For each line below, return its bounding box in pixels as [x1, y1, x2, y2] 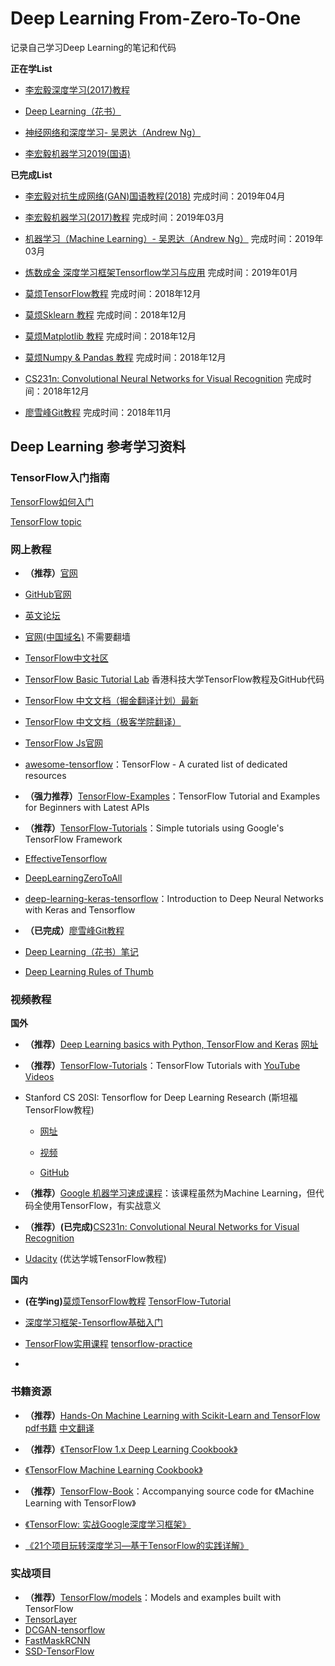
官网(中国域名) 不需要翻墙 [24, 630, 131, 642]
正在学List [10, 62, 53, 74]
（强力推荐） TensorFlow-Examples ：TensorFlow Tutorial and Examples [24, 790, 321, 802]
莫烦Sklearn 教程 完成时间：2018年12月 [24, 308, 187, 321]
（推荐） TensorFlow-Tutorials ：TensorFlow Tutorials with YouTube [24, 1060, 301, 1072]
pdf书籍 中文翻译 [24, 1422, 95, 1434]
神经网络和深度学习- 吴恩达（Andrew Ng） [24, 126, 202, 138]
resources [24, 769, 67, 781]
